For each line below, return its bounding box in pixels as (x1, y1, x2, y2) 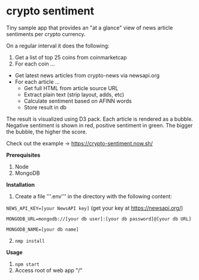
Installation (6, 181, 35, 188)
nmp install (14, 238, 45, 244)
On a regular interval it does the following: (6, 42, 110, 49)
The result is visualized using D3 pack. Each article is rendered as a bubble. (6, 115, 194, 123)
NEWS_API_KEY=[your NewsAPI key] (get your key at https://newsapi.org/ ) (6, 204, 183, 212)
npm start (14, 261, 40, 267)
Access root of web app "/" (14, 266, 83, 274)
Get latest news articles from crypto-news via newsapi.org (14, 72, 160, 79)
